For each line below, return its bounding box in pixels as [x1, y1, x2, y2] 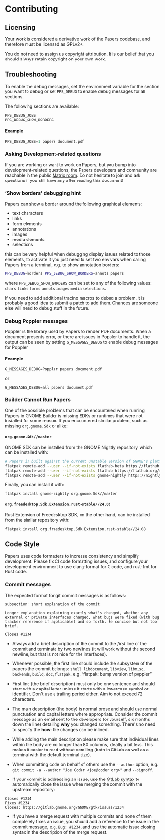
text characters [12, 210, 43, 216]
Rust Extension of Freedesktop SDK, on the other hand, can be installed [5, 511, 150, 517]
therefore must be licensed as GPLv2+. [5, 41, 84, 47]
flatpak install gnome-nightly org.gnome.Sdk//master [5, 491, 118, 496]
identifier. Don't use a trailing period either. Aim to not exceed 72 [12, 691, 143, 697]
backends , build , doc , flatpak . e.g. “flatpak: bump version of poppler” [12, 671, 152, 677]
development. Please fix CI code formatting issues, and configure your [5, 558, 148, 564]
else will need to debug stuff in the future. [5, 305, 90, 311]
